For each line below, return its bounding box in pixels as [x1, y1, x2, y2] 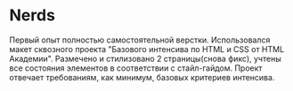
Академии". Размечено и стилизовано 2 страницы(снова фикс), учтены [9, 53, 282, 64]
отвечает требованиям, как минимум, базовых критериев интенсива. [9, 72, 275, 82]
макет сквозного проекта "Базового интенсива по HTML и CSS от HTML [9, 43, 285, 54]
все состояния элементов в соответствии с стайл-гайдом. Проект [9, 63, 263, 73]
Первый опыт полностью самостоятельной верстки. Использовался [9, 34, 271, 45]
